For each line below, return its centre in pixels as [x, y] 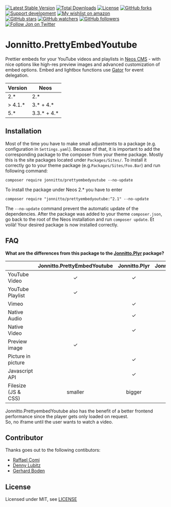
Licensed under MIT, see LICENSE [41, 499]
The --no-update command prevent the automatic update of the [72, 208]
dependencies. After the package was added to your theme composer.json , [84, 214]
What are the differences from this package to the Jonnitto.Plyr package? [85, 253]
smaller [76, 392]
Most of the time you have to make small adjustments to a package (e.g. [81, 144]
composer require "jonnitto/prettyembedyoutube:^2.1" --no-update [77, 199]
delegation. [17, 75]
